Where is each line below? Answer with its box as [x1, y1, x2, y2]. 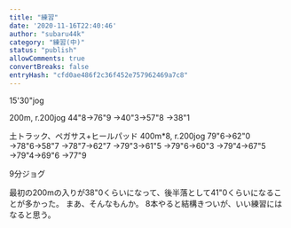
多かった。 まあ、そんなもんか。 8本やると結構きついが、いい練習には [24, 198, 282, 208]
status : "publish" [9, 46, 77, 55]
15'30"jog [9, 95, 44, 106]
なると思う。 [9, 209, 56, 220]
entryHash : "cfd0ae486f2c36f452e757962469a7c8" [9, 71, 189, 80]
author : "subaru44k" [9, 29, 86, 38]
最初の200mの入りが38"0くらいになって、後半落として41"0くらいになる [9, 187, 275, 198]
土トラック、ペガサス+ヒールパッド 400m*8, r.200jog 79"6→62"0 [9, 130, 251, 141]
